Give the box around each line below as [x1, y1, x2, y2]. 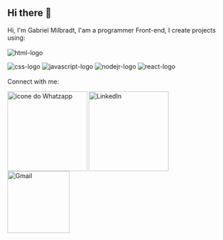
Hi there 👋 [7, 7, 52, 19]
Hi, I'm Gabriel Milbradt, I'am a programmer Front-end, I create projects [7, 25, 217, 34]
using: [7, 33, 26, 42]
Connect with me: [7, 77, 59, 86]
